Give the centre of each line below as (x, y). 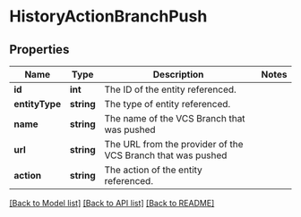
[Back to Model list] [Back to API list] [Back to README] (112, 203)
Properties (39, 50)
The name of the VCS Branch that (175, 118)
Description (178, 75)
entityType (37, 104)
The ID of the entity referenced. (171, 89)
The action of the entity (154, 170)
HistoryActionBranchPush (108, 17)
